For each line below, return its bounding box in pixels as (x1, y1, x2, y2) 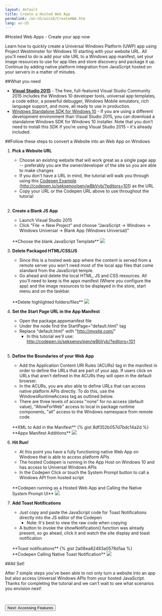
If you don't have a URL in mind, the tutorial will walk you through (19, 173, 149, 178)
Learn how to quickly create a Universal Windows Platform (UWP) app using (5, 43, 157, 49)
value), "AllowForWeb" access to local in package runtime (19, 404, 135, 410)
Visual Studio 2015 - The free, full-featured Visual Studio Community (12, 88, 151, 94)
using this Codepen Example (19, 178, 76, 184)
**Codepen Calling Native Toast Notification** (12, 551, 105, 557)
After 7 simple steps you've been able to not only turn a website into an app (5, 570, 156, 576)
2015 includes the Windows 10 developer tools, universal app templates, (12, 93, 156, 99)
